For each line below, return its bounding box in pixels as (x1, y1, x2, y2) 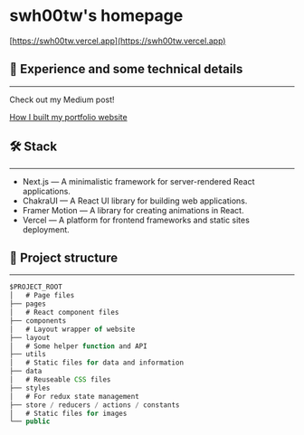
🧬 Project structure (9, 250, 119, 265)
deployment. (22, 223, 70, 235)
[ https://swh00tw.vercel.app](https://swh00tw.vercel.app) (9, 35, 226, 46)
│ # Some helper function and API (9, 341, 147, 351)
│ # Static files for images (9, 409, 128, 418)
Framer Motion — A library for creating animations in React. (22, 204, 244, 215)
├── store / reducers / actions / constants (9, 400, 180, 410)
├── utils (9, 350, 47, 359)
